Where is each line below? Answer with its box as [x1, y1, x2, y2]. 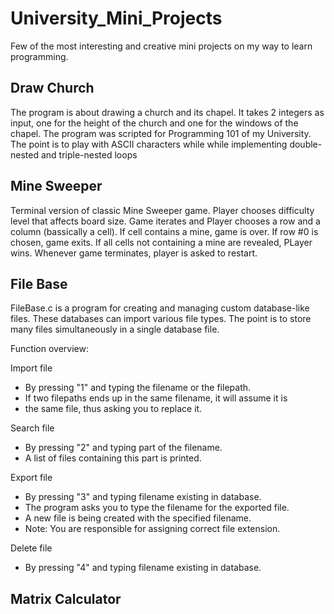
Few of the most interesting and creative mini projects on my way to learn [10, 40, 313, 52]
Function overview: [10, 343, 89, 355]
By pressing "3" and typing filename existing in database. [24, 491, 262, 503]
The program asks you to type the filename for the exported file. [24, 502, 290, 514]
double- [289, 138, 323, 150]
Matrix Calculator [10, 590, 122, 607]
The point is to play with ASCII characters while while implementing [10, 138, 288, 150]
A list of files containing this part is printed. [24, 452, 202, 464]
